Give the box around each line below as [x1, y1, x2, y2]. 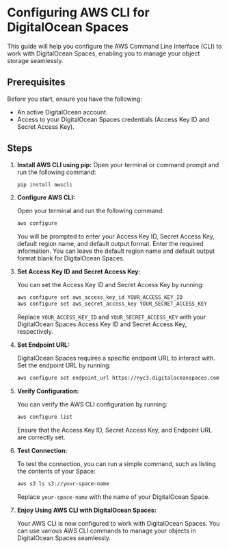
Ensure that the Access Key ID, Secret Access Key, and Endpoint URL [16, 426, 213, 434]
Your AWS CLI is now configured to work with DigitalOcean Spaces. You [16, 519, 220, 527]
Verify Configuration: [16, 387, 79, 395]
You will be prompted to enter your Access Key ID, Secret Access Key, [16, 232, 215, 241]
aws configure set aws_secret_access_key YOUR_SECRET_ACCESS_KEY [16, 300, 207, 308]
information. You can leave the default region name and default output [16, 247, 215, 255]
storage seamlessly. [7, 56, 64, 64]
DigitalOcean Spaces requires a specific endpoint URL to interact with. [16, 354, 215, 363]
